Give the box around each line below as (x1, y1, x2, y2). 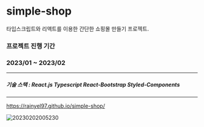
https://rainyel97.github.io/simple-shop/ (6, 102, 105, 110)
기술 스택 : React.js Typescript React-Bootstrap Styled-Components (6, 81, 180, 88)
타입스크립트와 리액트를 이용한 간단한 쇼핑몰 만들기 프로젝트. (6, 25, 149, 32)
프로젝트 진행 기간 (6, 41, 56, 50)
